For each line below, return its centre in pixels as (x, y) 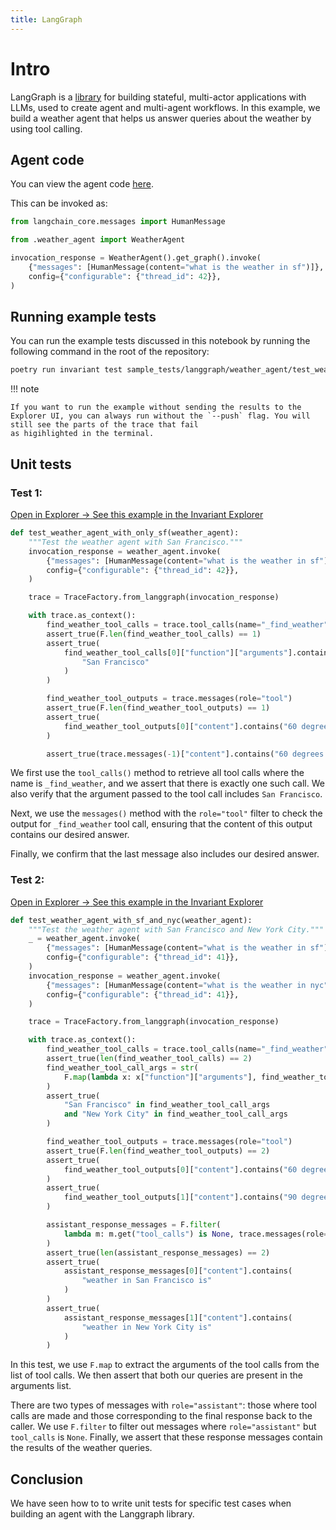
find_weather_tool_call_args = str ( (122, 1067)
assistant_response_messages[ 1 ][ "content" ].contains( (178, 1317)
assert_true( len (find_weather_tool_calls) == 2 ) (149, 1059)
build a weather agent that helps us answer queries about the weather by (161, 118)
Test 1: (26, 493)
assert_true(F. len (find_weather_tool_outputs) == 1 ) (158, 708)
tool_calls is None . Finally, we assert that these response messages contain (166, 1437)
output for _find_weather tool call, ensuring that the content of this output (161, 824)
